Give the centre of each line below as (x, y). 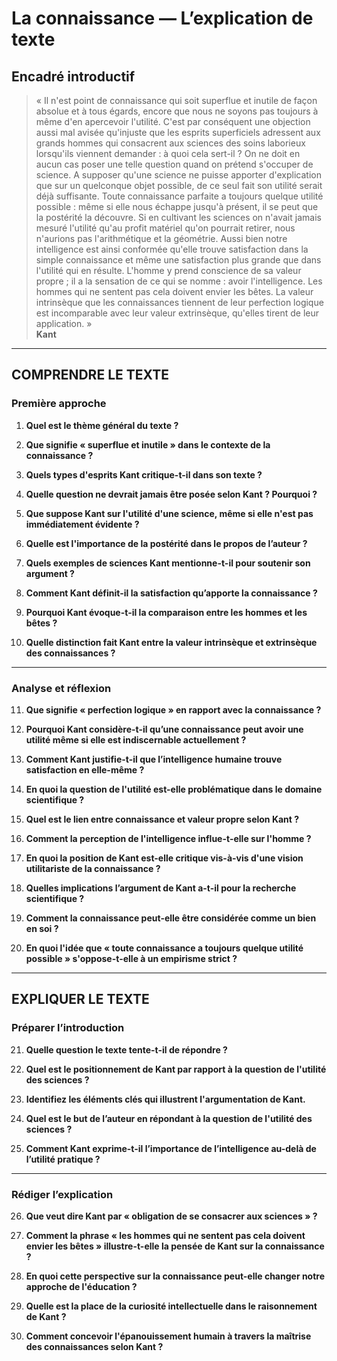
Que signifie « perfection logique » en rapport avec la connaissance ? (173, 709)
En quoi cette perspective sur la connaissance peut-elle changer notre (175, 1276)
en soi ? (42, 928)
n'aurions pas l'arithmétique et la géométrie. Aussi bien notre (161, 238)
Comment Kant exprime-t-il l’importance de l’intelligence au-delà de (171, 1148)
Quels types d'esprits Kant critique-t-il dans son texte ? (144, 474)
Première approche (59, 404)
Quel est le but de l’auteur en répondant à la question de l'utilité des (169, 1118)
